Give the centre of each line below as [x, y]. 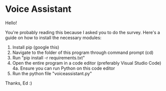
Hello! [11, 23]
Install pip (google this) [36, 47]
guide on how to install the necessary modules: [53, 38]
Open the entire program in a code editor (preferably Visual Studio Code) [87, 63]
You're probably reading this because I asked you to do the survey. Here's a [83, 32]
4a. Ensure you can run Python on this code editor [64, 68]
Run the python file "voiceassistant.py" [52, 73]
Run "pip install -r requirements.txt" [49, 57]
